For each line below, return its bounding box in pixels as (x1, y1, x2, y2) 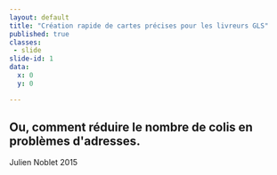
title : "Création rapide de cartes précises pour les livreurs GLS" (9, 21, 269, 30)
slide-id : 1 (9, 54, 53, 63)
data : (9, 63, 29, 72)
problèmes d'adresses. (9, 134, 141, 149)
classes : (9, 37, 42, 47)
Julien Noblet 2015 (9, 157, 78, 168)
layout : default (9, 12, 69, 22)
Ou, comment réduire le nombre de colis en (9, 120, 254, 135)
